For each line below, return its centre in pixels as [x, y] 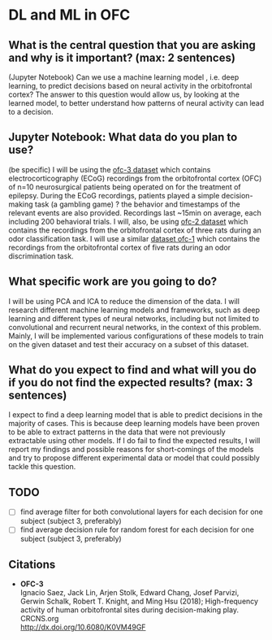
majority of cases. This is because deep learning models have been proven [134, 424]
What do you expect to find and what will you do [133, 370]
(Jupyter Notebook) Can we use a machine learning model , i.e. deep [124, 77]
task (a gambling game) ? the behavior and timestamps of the [138, 204]
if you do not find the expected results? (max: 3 [131, 383]
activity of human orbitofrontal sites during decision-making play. [130, 610]
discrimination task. [41, 256]
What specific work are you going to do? [113, 282]
